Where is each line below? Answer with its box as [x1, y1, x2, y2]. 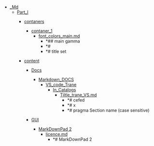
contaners [24, 19, 44, 24]
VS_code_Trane [45, 82, 77, 88]
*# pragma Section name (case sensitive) [67, 107, 150, 113]
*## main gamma [45, 38, 81, 44]
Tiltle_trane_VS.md [60, 92, 97, 98]
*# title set [45, 48, 67, 54]
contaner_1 [31, 28, 53, 33]
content [24, 58, 40, 63]
